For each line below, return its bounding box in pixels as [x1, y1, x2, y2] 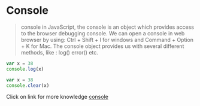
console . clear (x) [6, 82, 50, 89]
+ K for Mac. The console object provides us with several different [20, 43, 184, 50]
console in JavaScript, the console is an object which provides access [20, 23, 195, 31]
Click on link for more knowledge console [6, 93, 109, 101]
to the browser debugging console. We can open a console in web [20, 29, 185, 37]
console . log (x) [6, 66, 44, 72]
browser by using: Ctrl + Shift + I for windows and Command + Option [20, 36, 193, 43]
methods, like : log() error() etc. [20, 49, 99, 56]
